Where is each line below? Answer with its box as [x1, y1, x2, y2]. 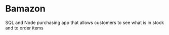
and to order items [5, 24, 44, 30]
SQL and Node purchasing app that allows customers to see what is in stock [5, 19, 164, 25]
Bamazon [5, 3, 46, 14]
